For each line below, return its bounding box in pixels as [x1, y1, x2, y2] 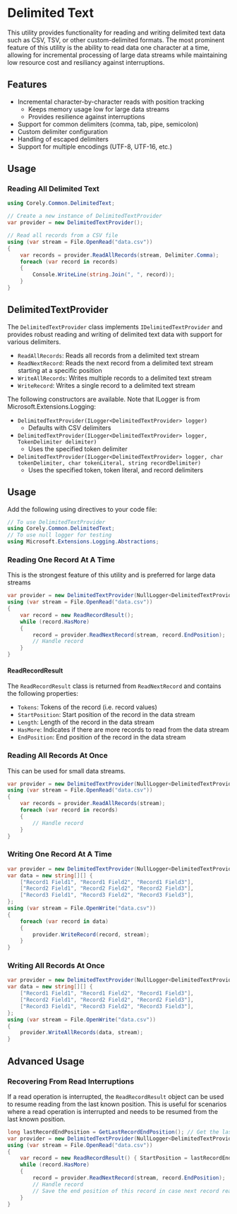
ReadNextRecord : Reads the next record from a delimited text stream [17, 358, 214, 367]
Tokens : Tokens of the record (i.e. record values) [17, 703, 157, 711]
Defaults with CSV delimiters [28, 423, 111, 431]
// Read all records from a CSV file [7, 232, 119, 239]
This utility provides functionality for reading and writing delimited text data [7, 28, 226, 37]
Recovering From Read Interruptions [7, 1077, 135, 1086]
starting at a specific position [17, 366, 102, 374]
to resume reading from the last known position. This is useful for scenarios [7, 1100, 227, 1108]
